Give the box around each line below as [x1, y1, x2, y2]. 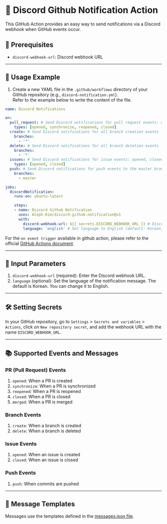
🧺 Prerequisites [5, 41, 54, 49]
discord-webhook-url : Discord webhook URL [12, 54, 103, 60]
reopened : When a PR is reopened [12, 388, 81, 394]
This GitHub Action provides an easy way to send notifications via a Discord [5, 21, 161, 27]
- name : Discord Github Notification [14, 208, 92, 213]
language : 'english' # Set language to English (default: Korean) [23, 226, 164, 231]
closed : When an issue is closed [12, 457, 79, 463]
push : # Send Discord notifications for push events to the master [9, 166, 153, 171]
